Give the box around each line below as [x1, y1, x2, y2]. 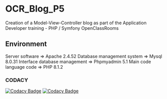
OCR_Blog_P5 [5, 3, 65, 15]
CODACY [5, 76, 29, 83]
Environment [5, 40, 47, 48]
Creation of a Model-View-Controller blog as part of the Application [5, 20, 147, 26]
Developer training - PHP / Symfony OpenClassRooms [5, 25, 119, 31]
